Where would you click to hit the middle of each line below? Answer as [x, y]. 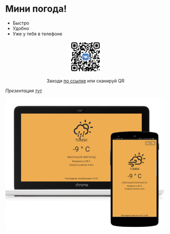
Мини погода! [36, 9]
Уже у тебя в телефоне [37, 34]
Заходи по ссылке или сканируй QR [86, 81]
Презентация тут [24, 91]
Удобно [21, 28]
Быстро [21, 23]
